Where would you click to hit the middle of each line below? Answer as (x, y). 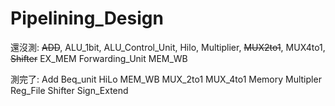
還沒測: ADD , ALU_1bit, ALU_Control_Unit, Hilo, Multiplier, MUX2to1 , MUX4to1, (168, 47)
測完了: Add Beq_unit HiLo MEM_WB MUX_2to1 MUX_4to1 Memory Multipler (166, 79)
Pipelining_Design (87, 18)
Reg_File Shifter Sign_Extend (69, 90)
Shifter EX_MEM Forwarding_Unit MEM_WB (99, 58)
